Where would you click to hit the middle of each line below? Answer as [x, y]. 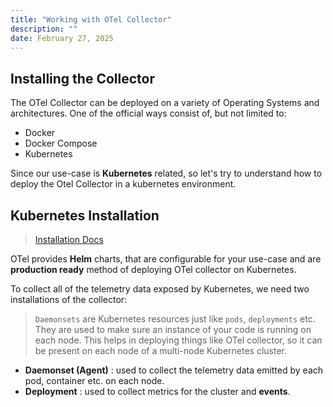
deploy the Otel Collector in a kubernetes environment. [123, 184]
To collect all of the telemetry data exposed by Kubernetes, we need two [160, 289]
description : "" [44, 29]
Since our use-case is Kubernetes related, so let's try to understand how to [166, 173]
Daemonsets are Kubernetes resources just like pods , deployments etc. [175, 319]
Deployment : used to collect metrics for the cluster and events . [157, 391]
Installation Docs [69, 239]
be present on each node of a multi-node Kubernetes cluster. [160, 350]
